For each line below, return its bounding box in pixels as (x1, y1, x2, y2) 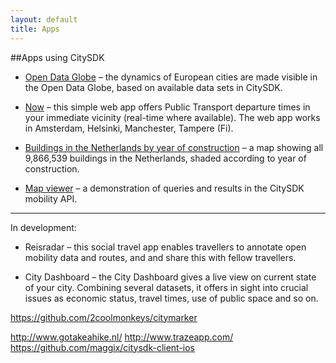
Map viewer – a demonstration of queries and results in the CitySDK (24, 182, 305, 194)
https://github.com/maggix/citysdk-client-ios (10, 341, 196, 353)
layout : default (10, 14, 78, 25)
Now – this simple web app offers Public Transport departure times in (24, 101, 311, 113)
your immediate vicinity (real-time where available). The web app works (24, 111, 321, 123)
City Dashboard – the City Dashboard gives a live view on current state (24, 271, 317, 283)
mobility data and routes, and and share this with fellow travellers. (24, 251, 297, 263)
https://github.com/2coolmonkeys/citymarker (10, 311, 198, 323)
